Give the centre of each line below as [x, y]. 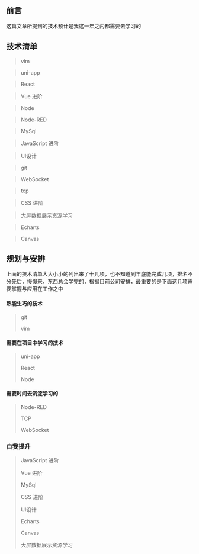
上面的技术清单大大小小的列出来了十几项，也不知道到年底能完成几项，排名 [97, 274]
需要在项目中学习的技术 [35, 343]
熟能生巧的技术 [24, 304]
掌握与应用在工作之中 [37, 289]
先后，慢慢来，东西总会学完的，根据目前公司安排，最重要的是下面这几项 [99, 281]
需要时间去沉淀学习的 [32, 394]
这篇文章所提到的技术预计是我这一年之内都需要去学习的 [73, 26]
